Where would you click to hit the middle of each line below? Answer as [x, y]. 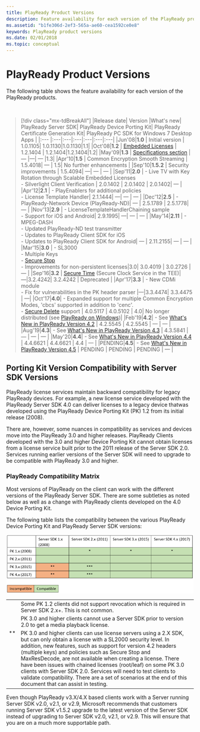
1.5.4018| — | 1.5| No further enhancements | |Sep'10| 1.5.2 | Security [105, 165]
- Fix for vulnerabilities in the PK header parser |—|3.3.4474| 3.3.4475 [106, 292]
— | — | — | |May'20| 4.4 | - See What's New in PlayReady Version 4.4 [106, 336]
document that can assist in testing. [64, 684]
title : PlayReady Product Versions [50, 13]
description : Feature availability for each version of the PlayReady [96, 19]
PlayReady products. [32, 97]
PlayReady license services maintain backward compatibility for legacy [93, 392]
